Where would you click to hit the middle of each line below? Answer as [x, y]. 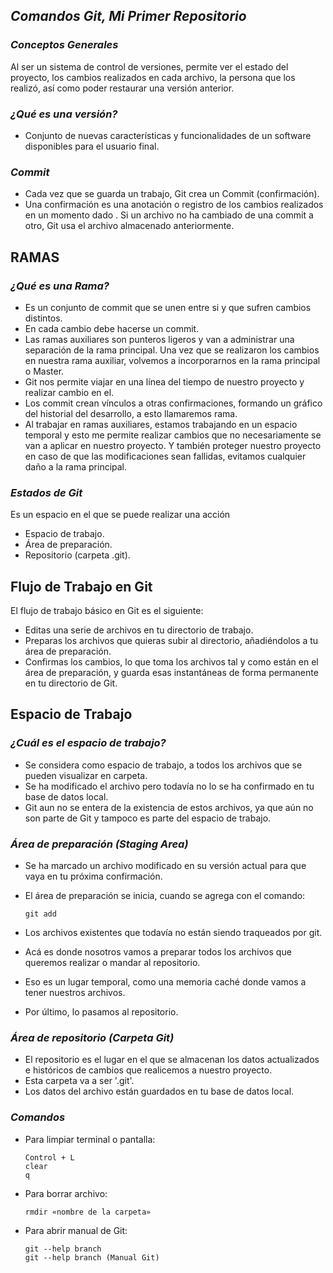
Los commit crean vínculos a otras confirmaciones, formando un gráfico [173, 403]
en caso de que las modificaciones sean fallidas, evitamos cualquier [165, 456]
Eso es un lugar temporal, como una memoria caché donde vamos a [165, 982]
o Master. [44, 371]
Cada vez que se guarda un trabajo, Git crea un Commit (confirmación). [172, 194]
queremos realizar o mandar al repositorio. [112, 963]
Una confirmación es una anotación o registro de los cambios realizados [174, 205]
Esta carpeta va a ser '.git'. [79, 1081]
